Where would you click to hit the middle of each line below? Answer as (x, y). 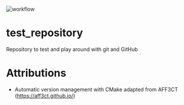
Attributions (36, 73)
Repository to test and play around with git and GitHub (72, 49)
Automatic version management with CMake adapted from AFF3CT (96, 89)
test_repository (45, 33)
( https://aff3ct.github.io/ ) (45, 96)
